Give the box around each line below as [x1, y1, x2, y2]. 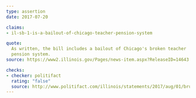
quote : [6, 40, 22, 47]
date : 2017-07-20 [6, 14, 48, 20]
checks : [6, 67, 25, 73]
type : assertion [6, 8, 45, 15]
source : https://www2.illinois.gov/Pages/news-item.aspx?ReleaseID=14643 [6, 57, 190, 62]
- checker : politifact [6, 72, 61, 79]
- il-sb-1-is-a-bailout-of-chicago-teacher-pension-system [6, 30, 153, 36]
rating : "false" [11, 78, 51, 84]
